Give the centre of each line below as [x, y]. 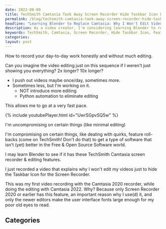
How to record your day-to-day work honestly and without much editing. [79, 56]
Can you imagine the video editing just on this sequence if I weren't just [78, 65]
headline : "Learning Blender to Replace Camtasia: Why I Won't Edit [77, 23]
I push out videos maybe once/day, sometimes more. [66, 80]
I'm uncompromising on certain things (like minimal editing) [65, 124]
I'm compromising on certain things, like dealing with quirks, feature [74, 134]
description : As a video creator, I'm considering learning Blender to [80, 28]
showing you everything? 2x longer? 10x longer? [54, 71]
